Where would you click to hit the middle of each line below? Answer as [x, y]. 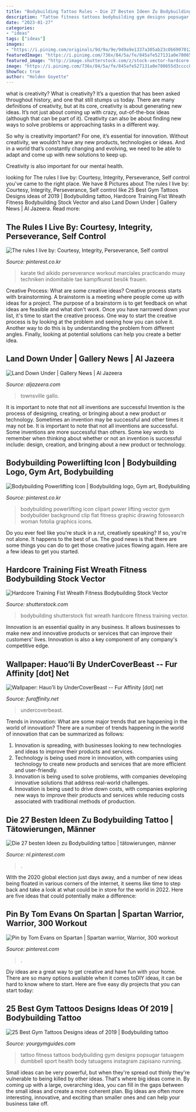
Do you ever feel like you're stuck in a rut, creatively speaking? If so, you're [96, 533]
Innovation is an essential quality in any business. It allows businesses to [93, 627]
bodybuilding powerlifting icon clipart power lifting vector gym [95, 509]
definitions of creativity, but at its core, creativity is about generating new [94, 106]
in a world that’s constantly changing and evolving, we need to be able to [94, 149]
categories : [20, 28]
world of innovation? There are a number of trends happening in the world [95, 728]
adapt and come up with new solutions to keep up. [67, 155]
